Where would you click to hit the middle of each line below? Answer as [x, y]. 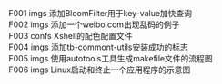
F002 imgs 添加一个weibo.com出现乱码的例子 [94, 24]
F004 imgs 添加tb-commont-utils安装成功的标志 [98, 47]
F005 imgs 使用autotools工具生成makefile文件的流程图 [111, 58]
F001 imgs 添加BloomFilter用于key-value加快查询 [101, 13]
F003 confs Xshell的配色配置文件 [71, 36]
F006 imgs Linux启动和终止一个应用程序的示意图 [100, 70]
